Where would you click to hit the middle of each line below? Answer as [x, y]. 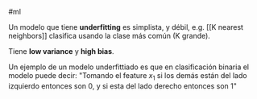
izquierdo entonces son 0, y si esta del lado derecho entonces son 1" [123, 86]
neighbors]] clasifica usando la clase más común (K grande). [110, 36]
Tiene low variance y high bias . [61, 51]
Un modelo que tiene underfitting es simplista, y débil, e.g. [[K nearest [126, 27]
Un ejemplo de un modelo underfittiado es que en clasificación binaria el [129, 67]
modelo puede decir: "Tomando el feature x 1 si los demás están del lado [128, 76]
